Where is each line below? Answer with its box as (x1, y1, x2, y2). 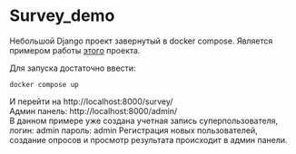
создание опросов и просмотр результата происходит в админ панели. (9, 134, 288, 145)
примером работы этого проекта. (9, 44, 141, 55)
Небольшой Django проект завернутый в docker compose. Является (9, 35, 273, 46)
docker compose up (9, 80, 79, 89)
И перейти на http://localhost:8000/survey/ (9, 96, 173, 107)
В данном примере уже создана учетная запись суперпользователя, (9, 115, 279, 126)
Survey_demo (9, 5, 115, 26)
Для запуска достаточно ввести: (9, 63, 136, 73)
